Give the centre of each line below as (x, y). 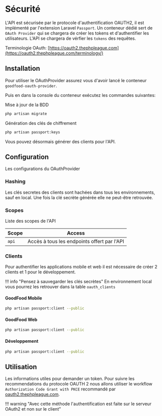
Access (76, 233)
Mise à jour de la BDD (27, 105)
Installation (23, 69)
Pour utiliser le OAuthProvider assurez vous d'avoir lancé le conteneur (76, 80)
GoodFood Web (21, 319)
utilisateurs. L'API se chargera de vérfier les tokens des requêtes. (71, 38)
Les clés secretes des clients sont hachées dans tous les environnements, (80, 192)
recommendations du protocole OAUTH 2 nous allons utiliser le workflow (79, 384)
